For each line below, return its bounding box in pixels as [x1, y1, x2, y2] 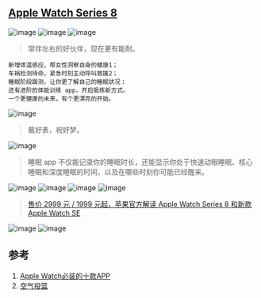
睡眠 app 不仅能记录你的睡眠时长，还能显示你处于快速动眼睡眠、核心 [27, 157, 253, 166]
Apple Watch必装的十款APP [19, 271, 111, 281]
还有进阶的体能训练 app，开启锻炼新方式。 [8, 86, 129, 94]
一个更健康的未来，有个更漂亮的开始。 [8, 94, 115, 102]
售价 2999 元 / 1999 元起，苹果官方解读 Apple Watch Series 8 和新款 [27, 199, 252, 208]
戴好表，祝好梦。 [27, 124, 84, 134]
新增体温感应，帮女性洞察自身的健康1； [8, 61, 119, 69]
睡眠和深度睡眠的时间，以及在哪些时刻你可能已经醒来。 [27, 166, 209, 177]
